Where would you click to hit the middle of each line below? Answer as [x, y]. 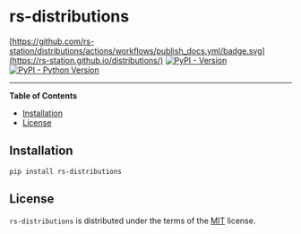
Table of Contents [43, 95]
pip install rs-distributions [66, 171]
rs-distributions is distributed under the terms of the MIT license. [133, 221]
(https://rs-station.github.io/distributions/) [86, 60]
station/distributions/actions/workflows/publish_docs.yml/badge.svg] [138, 50]
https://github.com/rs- [53, 41]
